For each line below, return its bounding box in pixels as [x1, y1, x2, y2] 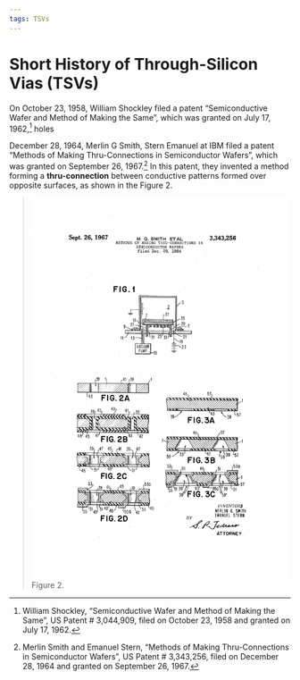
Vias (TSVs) [9, 72, 100, 93]
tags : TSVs [9, 14, 50, 23]
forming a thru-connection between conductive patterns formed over [9, 170, 267, 180]
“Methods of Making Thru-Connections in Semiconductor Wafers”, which [9, 150, 279, 161]
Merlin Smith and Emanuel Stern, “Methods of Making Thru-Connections [21, 642, 290, 652]
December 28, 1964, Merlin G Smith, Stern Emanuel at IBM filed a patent [9, 140, 275, 151]
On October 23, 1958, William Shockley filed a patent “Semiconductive [9, 103, 268, 113]
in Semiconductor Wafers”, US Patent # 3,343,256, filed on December [21, 651, 279, 661]
